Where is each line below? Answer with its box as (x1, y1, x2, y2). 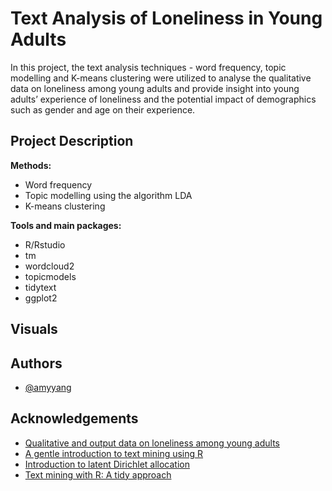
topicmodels (24, 270, 77, 282)
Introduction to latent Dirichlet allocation (24, 458, 190, 470)
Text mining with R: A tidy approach (24, 468, 172, 481)
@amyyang (24, 381, 72, 393)
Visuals (10, 321, 58, 338)
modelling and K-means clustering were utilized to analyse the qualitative (10, 72, 312, 84)
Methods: (10, 159, 52, 171)
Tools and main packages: (10, 219, 122, 231)
